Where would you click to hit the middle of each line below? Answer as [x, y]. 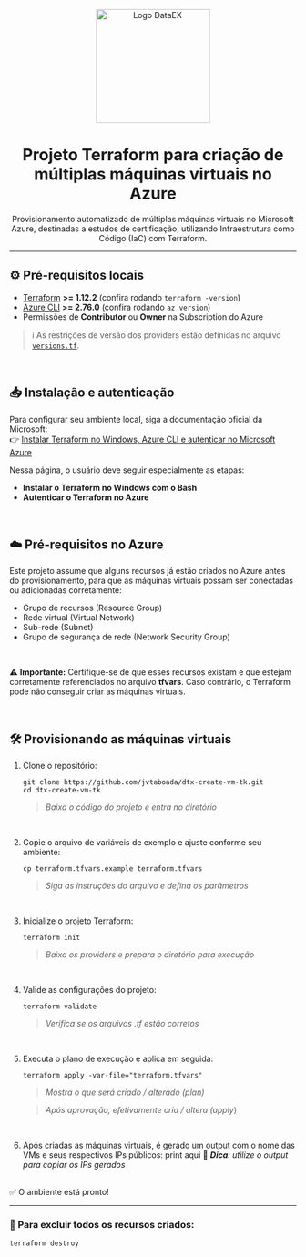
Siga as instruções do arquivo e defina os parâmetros [147, 886]
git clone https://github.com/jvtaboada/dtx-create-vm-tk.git [143, 782]
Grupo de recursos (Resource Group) [92, 608]
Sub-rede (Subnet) [58, 628]
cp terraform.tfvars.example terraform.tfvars [112, 869]
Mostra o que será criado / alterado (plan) [125, 1092]
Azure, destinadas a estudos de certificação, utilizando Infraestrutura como [153, 229]
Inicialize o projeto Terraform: [78, 921]
